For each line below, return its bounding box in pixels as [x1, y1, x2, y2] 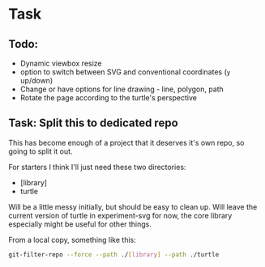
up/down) [19, 76, 53, 85]
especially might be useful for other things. [8, 219, 152, 229]
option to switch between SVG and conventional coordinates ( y [19, 67, 231, 77]
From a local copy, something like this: [8, 235, 136, 244]
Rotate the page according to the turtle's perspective [19, 93, 197, 102]
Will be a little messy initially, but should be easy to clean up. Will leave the [8, 201, 258, 211]
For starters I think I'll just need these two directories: [8, 162, 186, 172]
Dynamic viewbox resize [19, 58, 103, 68]
